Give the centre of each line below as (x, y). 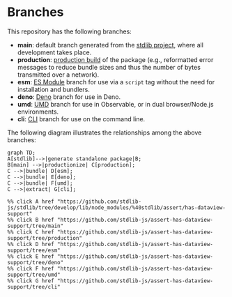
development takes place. (54, 52)
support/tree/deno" (36, 262)
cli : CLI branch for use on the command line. (81, 119)
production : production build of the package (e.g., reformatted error (115, 59)
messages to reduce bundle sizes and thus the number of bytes (109, 67)
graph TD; (22, 153)
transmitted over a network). (58, 75)
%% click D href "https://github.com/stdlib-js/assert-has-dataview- (110, 244)
